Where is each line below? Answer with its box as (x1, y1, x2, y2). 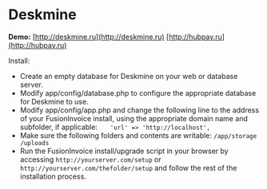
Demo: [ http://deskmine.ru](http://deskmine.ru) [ (8, 32, 169, 41)
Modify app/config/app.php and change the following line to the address (19, 105, 260, 115)
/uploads (19, 139, 50, 147)
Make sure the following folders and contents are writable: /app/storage (19, 130, 257, 140)
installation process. (19, 171, 86, 181)
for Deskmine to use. (19, 96, 90, 106)
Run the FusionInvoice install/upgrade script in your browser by (19, 146, 229, 156)
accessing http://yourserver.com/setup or (19, 154, 161, 164)
